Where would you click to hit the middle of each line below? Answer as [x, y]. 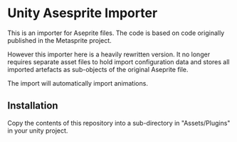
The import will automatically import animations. [78, 83]
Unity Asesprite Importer [83, 13]
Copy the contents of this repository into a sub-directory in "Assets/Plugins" [119, 123]
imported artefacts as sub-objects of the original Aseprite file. [98, 69]
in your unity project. [38, 131]
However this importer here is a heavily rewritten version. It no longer [109, 54]
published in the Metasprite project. [59, 40]
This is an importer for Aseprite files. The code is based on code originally [116, 33]
